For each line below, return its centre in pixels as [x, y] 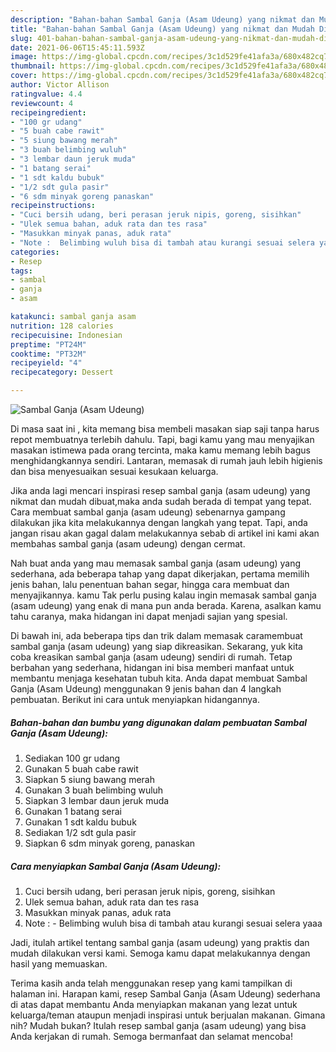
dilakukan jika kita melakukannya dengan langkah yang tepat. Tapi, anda [159, 522]
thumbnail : [33, 66]
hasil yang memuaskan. [59, 963]
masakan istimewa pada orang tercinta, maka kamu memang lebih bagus [160, 450]
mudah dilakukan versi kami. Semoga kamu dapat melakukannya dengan [160, 953]
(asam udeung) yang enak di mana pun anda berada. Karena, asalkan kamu [166, 605]
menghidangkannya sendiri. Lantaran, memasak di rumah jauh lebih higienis [166, 460]
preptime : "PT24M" [48, 344]
